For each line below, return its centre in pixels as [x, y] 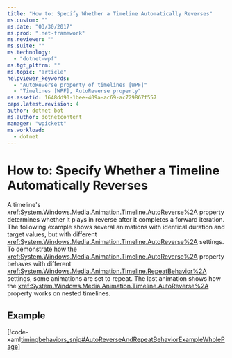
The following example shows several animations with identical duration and [116, 227]
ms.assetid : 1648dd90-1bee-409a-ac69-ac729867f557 [82, 98]
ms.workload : [26, 130]
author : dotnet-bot [35, 111]
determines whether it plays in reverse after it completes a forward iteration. [116, 220]
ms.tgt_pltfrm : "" [34, 65]
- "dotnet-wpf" [35, 59]
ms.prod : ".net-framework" [46, 33]
